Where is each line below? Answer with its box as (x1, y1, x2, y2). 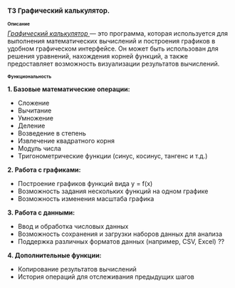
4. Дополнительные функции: (7, 251, 102, 259)
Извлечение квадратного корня (17, 136, 115, 145)
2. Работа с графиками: (7, 165, 81, 174)
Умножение (17, 113, 54, 122)
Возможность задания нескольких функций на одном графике (17, 187, 209, 195)
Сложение (17, 98, 50, 107)
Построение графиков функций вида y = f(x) (17, 179, 153, 187)
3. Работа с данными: (7, 208, 75, 217)
